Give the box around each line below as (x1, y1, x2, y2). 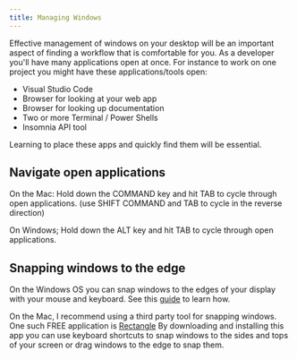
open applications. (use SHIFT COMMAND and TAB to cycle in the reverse (9, 198, 283, 209)
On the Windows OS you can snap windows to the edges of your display (9, 284, 276, 295)
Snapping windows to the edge (9, 261, 186, 276)
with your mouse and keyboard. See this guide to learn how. (9, 294, 231, 304)
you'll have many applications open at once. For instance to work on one (9, 56, 277, 67)
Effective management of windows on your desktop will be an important (9, 38, 275, 48)
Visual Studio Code (21, 83, 94, 94)
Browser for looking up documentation (21, 102, 165, 113)
